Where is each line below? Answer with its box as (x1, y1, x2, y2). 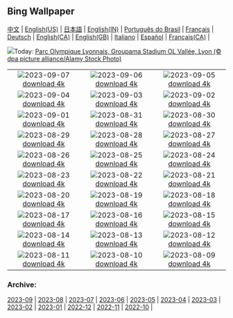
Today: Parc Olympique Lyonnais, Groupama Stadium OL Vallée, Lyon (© (14, 47, 222, 55)
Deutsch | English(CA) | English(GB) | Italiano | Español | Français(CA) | (7, 33, 210, 41)
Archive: (7, 280, 37, 289)
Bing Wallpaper (7, 6, 75, 17)
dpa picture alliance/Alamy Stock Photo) (7, 54, 122, 63)
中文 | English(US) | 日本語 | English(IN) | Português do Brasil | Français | (7, 24, 214, 33)
